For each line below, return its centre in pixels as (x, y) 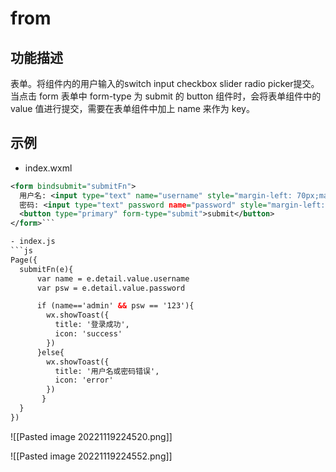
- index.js (33, 242)
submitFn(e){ (46, 269)
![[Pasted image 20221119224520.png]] (91, 436)
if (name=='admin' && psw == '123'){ (115, 306)
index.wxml (48, 168)
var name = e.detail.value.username (113, 278)
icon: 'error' (84, 380)
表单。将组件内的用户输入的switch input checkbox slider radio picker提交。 (165, 83)
